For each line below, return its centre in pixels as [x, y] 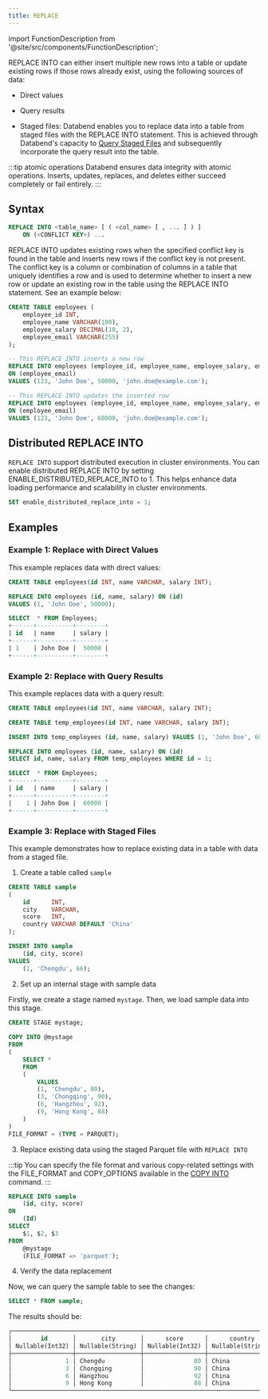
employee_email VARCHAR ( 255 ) [71, 337]
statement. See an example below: [65, 293]
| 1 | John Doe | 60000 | [59, 803]
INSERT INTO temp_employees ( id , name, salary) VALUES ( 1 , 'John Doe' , [130, 737]
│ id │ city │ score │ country [132, 1339]
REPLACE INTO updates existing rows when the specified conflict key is [126, 250]
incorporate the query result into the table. [89, 151]
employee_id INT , [51, 315]
